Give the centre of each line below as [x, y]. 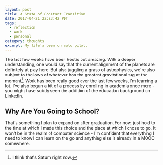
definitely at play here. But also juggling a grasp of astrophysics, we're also [80, 69]
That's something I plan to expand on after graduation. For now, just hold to [80, 123]
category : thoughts [25, 41]
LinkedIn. [14, 96]
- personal [20, 37]
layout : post [18, 9]
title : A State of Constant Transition [45, 14]
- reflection [23, 28]
